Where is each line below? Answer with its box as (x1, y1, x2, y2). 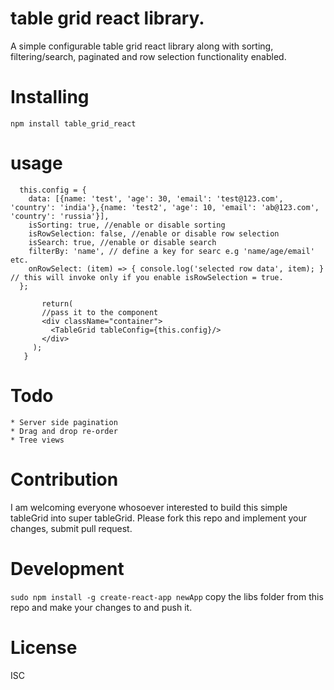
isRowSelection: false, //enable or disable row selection (28, 228, 280, 239)
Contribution (10, 468, 119, 491)
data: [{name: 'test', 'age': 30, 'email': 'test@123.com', (28, 193, 284, 204)
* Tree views (10, 435, 65, 445)
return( (41, 298, 74, 309)
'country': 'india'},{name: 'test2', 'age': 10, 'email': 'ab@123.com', (10, 202, 320, 212)
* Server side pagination (10, 417, 118, 427)
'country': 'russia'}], (10, 211, 110, 221)
